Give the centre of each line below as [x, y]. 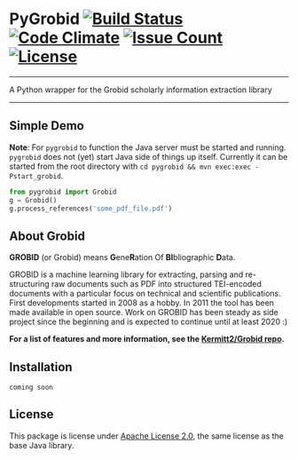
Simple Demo [47, 126]
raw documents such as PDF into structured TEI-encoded [156, 284]
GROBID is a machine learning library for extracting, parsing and [126, 274]
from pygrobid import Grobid [63, 192]
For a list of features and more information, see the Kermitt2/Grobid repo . [147, 339]
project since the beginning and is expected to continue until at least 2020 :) [149, 322]
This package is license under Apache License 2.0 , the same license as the [146, 436]
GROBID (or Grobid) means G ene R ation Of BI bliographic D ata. [122, 257]
